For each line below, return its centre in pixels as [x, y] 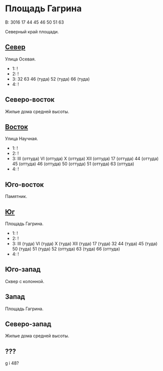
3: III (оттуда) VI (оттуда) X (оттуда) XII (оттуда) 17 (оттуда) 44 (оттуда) [85, 159]
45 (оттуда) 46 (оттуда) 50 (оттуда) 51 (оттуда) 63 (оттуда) [73, 164]
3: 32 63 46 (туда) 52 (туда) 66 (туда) [51, 79]
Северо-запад [28, 324]
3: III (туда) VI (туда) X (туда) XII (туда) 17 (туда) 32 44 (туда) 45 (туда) [85, 243]
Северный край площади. [32, 31]
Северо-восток [30, 100]
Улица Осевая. [20, 59]
